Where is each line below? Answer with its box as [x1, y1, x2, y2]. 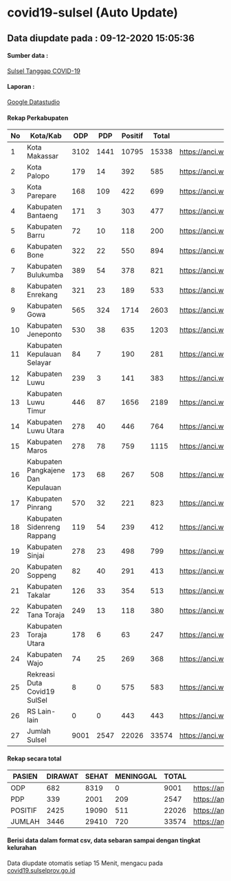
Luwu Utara [27, 426, 65, 435]
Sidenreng [27, 522, 60, 532]
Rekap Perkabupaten [7, 114, 69, 122]
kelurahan [7, 843, 36, 851]
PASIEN [12, 771, 38, 781]
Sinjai [27, 551, 45, 561]
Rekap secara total [7, 754, 62, 763]
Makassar [27, 152, 59, 161]
